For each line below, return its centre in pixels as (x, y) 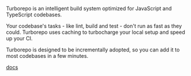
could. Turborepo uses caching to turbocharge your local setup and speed (96, 32)
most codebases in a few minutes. (47, 56)
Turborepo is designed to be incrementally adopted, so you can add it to (93, 50)
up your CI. (20, 38)
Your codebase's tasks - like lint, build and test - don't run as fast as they (94, 26)
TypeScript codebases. (34, 15)
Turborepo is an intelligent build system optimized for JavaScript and (89, 8)
